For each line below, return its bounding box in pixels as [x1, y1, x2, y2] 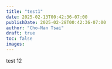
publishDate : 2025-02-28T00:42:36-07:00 [6, 19, 107, 25]
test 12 [6, 57, 22, 64]
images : [6, 42, 25, 47]
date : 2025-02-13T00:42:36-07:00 [6, 14, 88, 20]
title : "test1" [6, 8, 43, 15]
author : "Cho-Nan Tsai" [6, 25, 65, 31]
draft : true [6, 30, 35, 36]
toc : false [6, 36, 33, 42]
